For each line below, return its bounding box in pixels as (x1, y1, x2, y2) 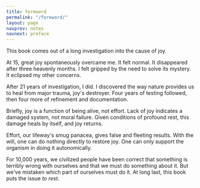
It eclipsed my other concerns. (6, 72, 82, 79)
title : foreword (6, 8, 47, 15)
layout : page (6, 20, 39, 26)
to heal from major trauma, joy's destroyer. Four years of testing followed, (6, 90, 187, 97)
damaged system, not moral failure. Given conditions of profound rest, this (6, 114, 189, 121)
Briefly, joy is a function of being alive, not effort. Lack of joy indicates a (6, 107, 183, 115)
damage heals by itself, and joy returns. (6, 120, 103, 127)
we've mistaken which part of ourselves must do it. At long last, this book (6, 168, 186, 176)
